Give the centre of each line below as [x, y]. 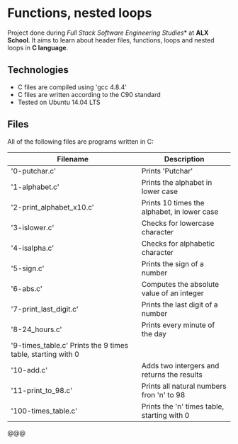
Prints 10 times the [173, 203]
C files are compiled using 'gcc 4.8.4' [72, 87]
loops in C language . [38, 47]
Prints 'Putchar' [167, 171]
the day [154, 334]
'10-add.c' [29, 370]
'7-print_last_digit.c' [45, 309]
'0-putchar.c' [34, 171]
